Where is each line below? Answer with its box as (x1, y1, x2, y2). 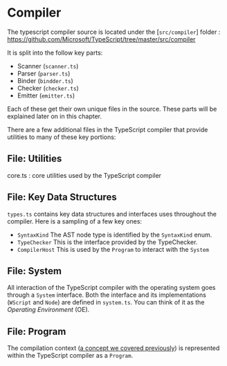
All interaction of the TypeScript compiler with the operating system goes (7, 284, 216, 292)
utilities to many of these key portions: (7, 133, 116, 141)
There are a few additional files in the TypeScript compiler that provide (7, 125, 208, 134)
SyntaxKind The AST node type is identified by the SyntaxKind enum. (17, 230, 212, 239)
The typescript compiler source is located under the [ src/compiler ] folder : (7, 28, 221, 36)
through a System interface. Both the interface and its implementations (7, 291, 206, 299)
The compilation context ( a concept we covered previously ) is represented (7, 344, 220, 352)
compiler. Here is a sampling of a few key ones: (7, 217, 143, 226)
